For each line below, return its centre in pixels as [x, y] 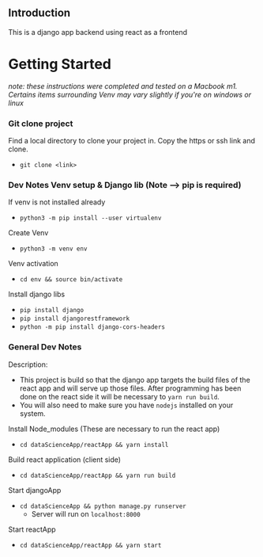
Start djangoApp [35, 490]
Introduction [39, 13]
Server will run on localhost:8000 [86, 513]
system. [32, 413]
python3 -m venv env [53, 249]
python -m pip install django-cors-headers [92, 327]
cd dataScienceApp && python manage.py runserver [103, 506]
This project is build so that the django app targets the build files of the [135, 380]
